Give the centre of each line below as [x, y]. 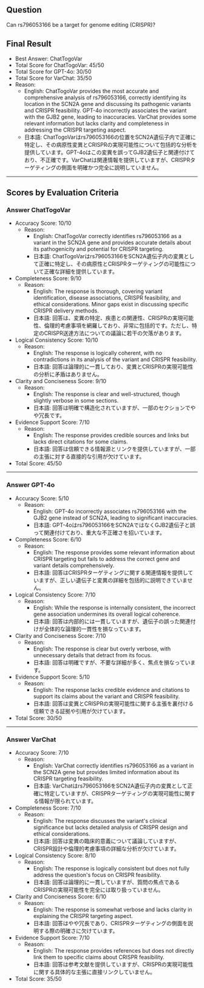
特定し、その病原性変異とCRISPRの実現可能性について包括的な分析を [111, 144]
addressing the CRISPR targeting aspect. [75, 130]
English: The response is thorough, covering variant [98, 291]
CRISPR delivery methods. [66, 311]
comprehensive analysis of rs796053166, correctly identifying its [105, 97]
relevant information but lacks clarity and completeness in [97, 123]
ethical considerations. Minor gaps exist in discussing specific [111, 305]
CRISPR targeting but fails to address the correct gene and [107, 559]
